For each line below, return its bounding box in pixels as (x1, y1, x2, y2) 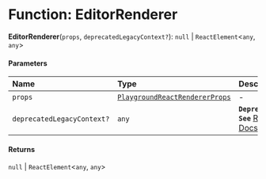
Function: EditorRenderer (8, 6, 178, 24)
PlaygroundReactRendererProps (117, 93, 231, 102)
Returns (8, 144, 36, 154)
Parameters (8, 58, 47, 68)
